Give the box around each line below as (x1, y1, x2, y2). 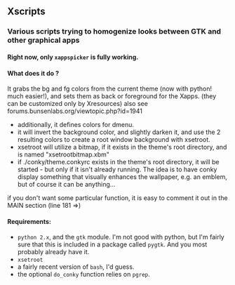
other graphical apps (7, 35, 80, 45)
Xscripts (7, 6, 46, 18)
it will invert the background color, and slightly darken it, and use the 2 (17, 128, 221, 136)
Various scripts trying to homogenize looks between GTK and (7, 27, 222, 37)
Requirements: (7, 217, 51, 225)
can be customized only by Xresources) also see (7, 100, 149, 108)
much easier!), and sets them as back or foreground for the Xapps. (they (7, 92, 217, 100)
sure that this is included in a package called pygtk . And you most (17, 240, 208, 248)
